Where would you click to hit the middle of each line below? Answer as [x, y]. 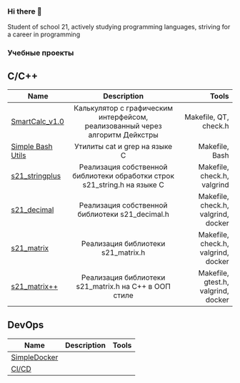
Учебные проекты [41, 53]
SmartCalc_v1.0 [37, 122]
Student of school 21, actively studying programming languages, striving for [119, 27]
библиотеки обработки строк [124, 176]
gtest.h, [216, 282]
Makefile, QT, [207, 117]
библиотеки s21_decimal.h [123, 215]
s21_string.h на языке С [123, 185]
